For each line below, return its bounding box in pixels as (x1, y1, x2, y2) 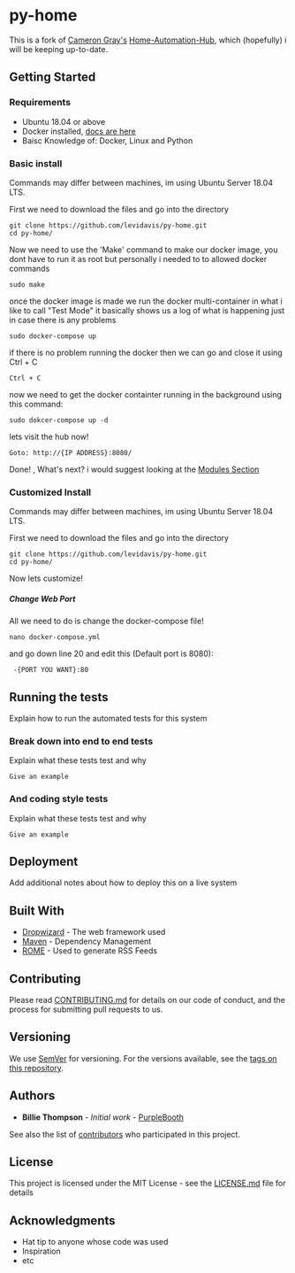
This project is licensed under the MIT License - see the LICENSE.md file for (9, 1178, 286, 1189)
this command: (9, 398, 64, 409)
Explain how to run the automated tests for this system (9, 714, 208, 723)
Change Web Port (9, 593, 76, 604)
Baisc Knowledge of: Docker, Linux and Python (21, 135, 193, 146)
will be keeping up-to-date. (9, 43, 109, 54)
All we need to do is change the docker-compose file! (9, 616, 205, 627)
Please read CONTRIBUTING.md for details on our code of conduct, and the (9, 995, 285, 1006)
